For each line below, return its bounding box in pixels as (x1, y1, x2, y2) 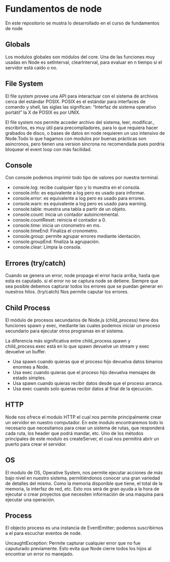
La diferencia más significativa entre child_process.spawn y (5, 338, 131, 344)
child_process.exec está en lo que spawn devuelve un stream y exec (5, 343, 150, 349)
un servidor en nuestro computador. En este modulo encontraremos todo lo (5, 419, 164, 425)
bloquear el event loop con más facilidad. (5, 146, 92, 152)
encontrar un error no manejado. (5, 551, 74, 557)
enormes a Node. (12, 364, 49, 370)
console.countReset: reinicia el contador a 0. (12, 217, 107, 223)
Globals (5, 40, 31, 49)
